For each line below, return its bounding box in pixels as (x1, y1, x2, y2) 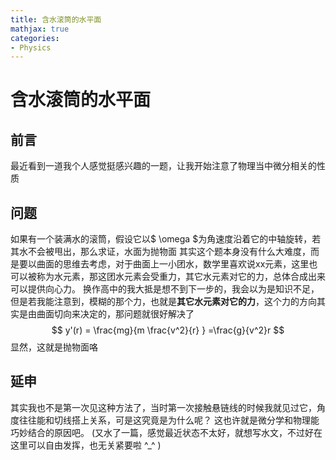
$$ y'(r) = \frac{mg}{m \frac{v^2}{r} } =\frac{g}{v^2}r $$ (51, 324, 285, 336)
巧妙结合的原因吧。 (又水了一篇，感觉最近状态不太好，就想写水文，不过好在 (10, 426, 323, 438)
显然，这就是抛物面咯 (10, 341, 98, 353)
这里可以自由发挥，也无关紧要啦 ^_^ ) (10, 439, 162, 451)
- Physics (10, 42, 52, 53)
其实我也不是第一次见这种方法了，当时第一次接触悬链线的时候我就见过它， (10, 401, 317, 413)
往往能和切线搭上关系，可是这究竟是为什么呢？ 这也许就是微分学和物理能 (18, 414, 320, 426)
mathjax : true (10, 24, 70, 34)
